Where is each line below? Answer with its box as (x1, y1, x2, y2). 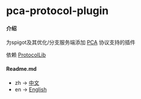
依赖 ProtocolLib (6, 51, 46, 58)
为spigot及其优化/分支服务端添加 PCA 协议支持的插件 (6, 39, 136, 46)
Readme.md (6, 65, 37, 72)
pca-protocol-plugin (6, 4, 109, 18)
